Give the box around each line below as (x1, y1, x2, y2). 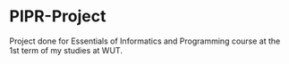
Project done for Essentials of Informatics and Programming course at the (9, 36, 281, 46)
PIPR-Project (9, 6, 106, 27)
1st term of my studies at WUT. (9, 44, 123, 55)
